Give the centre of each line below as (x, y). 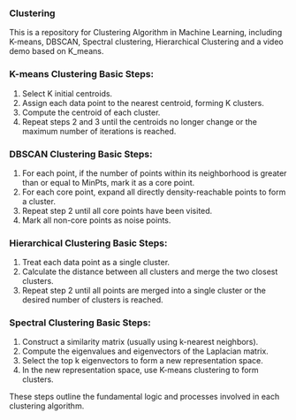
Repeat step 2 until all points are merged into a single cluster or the (144, 291)
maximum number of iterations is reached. (99, 131)
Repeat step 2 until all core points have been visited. (117, 210)
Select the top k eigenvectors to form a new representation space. (142, 361)
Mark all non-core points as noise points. (96, 220)
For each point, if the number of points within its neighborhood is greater (154, 173)
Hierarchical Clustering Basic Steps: (88, 243)
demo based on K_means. (57, 51)
